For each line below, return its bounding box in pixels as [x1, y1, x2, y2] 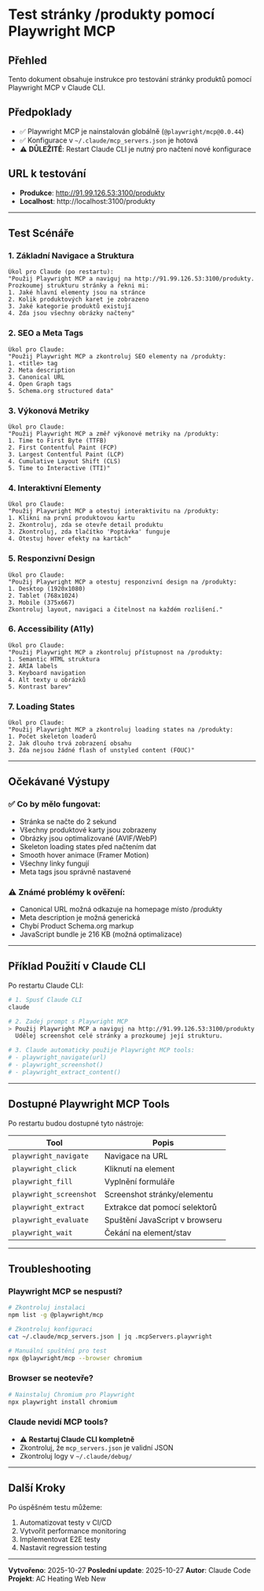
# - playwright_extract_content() [8, 1068, 122, 1076]
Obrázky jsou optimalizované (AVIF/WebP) [19, 833, 157, 843]
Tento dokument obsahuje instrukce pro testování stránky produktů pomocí [8, 75, 252, 83]
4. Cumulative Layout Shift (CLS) [8, 457, 122, 465]
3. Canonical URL [8, 373, 65, 381]
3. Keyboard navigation [8, 669, 86, 677]
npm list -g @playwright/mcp [8, 1311, 104, 1319]
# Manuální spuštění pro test [8, 1347, 108, 1355]
